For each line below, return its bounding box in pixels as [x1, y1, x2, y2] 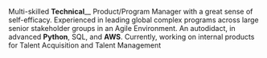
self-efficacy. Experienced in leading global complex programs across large [8, 15, 259, 25]
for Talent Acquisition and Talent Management [8, 41, 162, 50]
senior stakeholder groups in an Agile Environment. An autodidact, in [8, 24, 236, 33]
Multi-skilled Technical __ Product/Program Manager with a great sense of [8, 7, 253, 16]
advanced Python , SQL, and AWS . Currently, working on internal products [8, 32, 255, 41]
